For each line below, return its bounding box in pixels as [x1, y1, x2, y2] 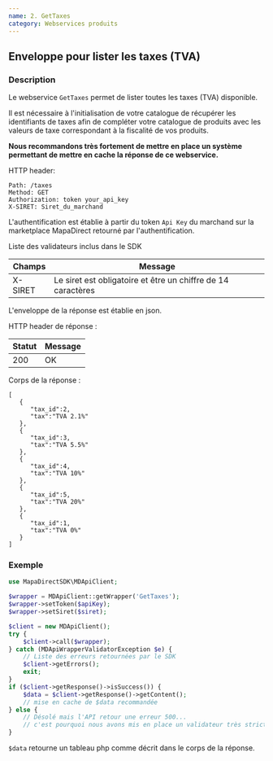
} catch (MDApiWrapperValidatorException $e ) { [8, 645, 173, 654]
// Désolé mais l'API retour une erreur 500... [23, 713, 187, 721]
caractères [54, 285, 95, 296]
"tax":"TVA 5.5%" [29, 441, 89, 449]
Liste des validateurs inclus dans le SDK [8, 242, 142, 251]
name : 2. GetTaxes [8, 11, 71, 20]
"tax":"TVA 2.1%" [29, 413, 89, 421]
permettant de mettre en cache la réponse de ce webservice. [8, 150, 219, 160]
